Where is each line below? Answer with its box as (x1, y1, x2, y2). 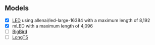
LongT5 (12, 34, 28, 40)
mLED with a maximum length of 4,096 (12, 22, 93, 29)
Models (5, 4, 29, 12)
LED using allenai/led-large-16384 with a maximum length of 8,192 (12, 17, 150, 23)
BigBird (12, 28, 28, 34)
